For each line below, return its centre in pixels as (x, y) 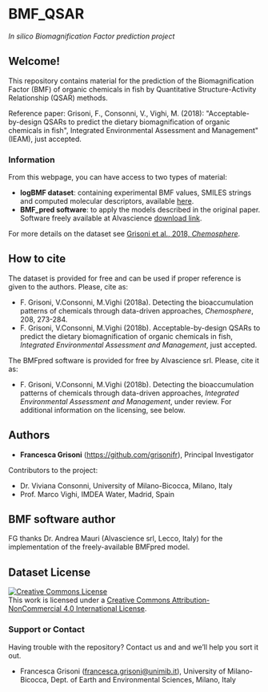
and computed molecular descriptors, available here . (107, 201)
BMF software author (62, 519)
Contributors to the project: (53, 470)
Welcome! (34, 61)
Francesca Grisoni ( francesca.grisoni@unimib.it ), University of (123, 671)
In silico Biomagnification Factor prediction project (92, 36)
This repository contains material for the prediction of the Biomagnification (131, 80)
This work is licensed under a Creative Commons (89, 600)
